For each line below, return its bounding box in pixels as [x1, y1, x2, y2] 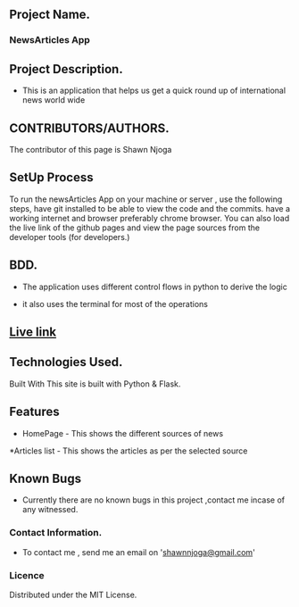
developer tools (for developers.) [9, 231, 130, 242]
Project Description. [9, 62, 123, 77]
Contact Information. [9, 527, 103, 539]
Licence [9, 569, 45, 581]
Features [9, 404, 60, 420]
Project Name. [9, 7, 91, 22]
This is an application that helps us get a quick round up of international [21, 85, 287, 96]
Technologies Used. [9, 354, 123, 370]
